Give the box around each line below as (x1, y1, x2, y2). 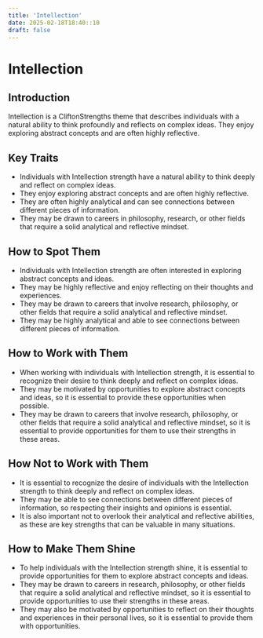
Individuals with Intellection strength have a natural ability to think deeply (19, 172, 255, 181)
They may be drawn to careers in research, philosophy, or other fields (19, 580, 246, 589)
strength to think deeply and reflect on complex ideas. (19, 486, 195, 495)
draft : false (8, 26, 51, 34)
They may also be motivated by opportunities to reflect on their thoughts (19, 605, 254, 614)
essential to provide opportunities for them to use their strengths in (19, 425, 236, 436)
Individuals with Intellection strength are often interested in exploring (19, 266, 242, 275)
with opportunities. (19, 622, 81, 631)
